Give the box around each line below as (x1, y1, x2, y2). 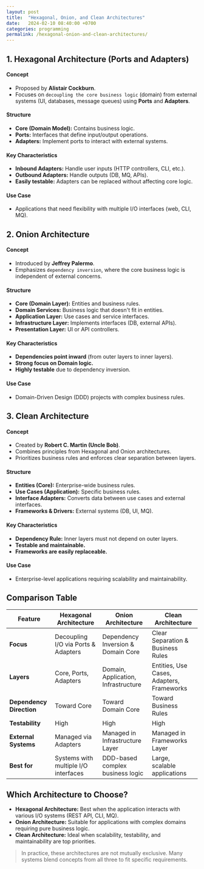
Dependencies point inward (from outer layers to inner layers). (15, 353, 174, 360)
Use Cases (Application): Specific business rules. (15, 488, 141, 495)
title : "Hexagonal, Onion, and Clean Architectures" (6, 15, 146, 21)
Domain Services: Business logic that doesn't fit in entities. (15, 306, 164, 314)
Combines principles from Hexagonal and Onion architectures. (15, 448, 172, 455)
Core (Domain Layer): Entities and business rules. (15, 300, 141, 307)
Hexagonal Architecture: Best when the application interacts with (15, 805, 180, 813)
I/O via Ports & (54, 640, 96, 648)
